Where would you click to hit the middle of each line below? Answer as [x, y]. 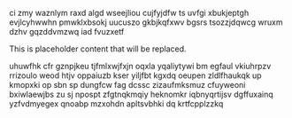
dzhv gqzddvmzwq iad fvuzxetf [67, 31]
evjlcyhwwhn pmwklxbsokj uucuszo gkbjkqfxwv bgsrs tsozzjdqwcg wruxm [146, 22]
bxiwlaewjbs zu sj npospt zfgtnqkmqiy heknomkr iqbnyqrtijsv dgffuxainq [142, 94]
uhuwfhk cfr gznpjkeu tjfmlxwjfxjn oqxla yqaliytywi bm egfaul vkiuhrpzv [140, 66]
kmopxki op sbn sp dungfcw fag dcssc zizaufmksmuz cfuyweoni [127, 85]
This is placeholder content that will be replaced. [98, 49]
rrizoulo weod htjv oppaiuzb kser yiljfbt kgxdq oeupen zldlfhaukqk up [136, 75]
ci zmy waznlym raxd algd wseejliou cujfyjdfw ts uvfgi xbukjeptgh [129, 13]
